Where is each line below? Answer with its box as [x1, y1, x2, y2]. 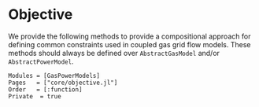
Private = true [8, 92, 61, 100]
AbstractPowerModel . [8, 57, 74, 66]
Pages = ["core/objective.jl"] [8, 79, 118, 87]
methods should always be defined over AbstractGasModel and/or [8, 48, 220, 57]
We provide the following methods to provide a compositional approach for [8, 31, 251, 41]
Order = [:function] [8, 85, 83, 94]
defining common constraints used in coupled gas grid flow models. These [8, 39, 251, 49]
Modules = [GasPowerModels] [8, 72, 101, 79]
